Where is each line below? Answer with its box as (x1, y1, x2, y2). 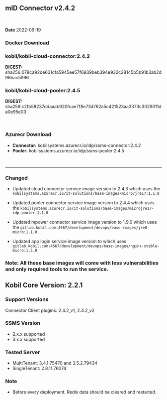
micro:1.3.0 (12, 248, 37, 253)
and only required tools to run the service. (5, 266, 109, 272)
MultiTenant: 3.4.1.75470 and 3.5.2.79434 (12, 360, 98, 366)
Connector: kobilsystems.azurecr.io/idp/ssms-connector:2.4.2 (12, 142, 141, 148)
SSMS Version (5, 320, 41, 327)
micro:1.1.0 (12, 229, 37, 235)
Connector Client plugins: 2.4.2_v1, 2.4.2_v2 (5, 307, 95, 313)
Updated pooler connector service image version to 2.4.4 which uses (12, 199, 155, 206)
